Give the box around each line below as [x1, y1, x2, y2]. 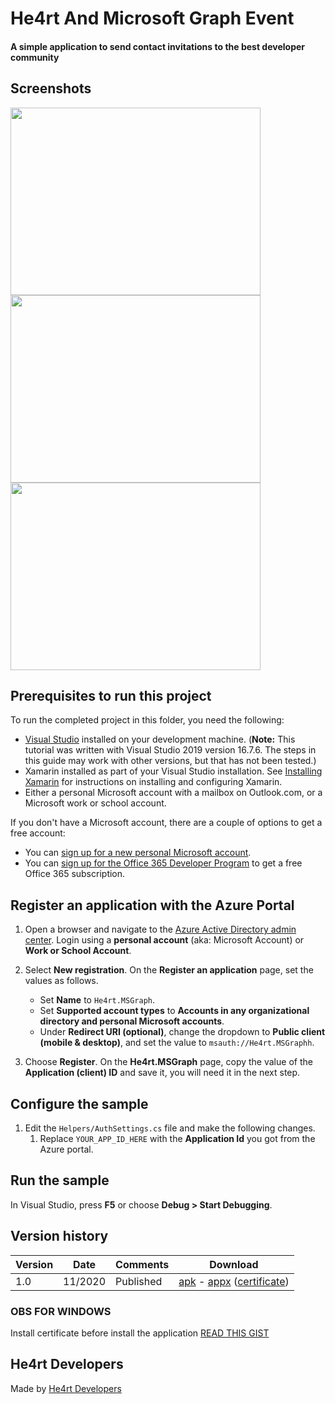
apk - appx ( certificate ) [178, 1274, 290, 1288]
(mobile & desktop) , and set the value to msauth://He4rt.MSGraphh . [39, 1037, 315, 1049]
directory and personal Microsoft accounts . [39, 1015, 225, 1027]
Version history [10, 1228, 109, 1245]
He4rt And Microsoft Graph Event [10, 7, 295, 30]
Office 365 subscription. [24, 868, 126, 880]
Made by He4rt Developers [10, 1382, 122, 1394]
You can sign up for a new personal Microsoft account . [24, 847, 252, 859]
